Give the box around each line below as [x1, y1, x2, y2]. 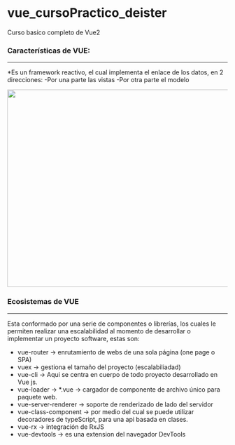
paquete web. [17, 392, 57, 401]
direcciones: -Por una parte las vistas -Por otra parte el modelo [7, 76, 190, 84]
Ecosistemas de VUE [7, 297, 79, 307]
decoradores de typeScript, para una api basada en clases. [17, 415, 189, 423]
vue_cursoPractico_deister [7, 5, 167, 21]
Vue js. [17, 378, 38, 386]
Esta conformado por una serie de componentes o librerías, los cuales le [7, 319, 217, 328]
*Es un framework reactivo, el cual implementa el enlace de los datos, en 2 [7, 68, 224, 77]
